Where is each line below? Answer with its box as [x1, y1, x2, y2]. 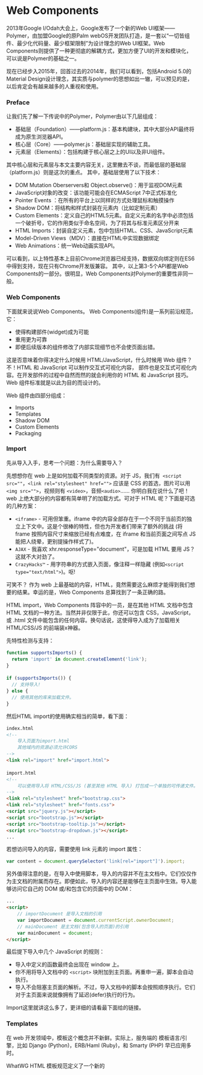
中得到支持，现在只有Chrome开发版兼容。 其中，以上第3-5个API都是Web [6, 263, 188, 270]
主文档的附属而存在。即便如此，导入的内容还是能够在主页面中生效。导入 [11, 878, 192, 885]
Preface [6, 98, 30, 107]
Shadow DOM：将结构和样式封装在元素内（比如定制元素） [14, 204, 161, 212]
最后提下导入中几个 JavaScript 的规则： [6, 948, 105, 955]
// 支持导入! [11, 682, 41, 688]
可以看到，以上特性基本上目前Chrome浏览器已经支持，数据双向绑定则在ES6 [6, 255, 195, 262]
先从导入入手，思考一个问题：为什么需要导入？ [6, 459, 123, 466]
